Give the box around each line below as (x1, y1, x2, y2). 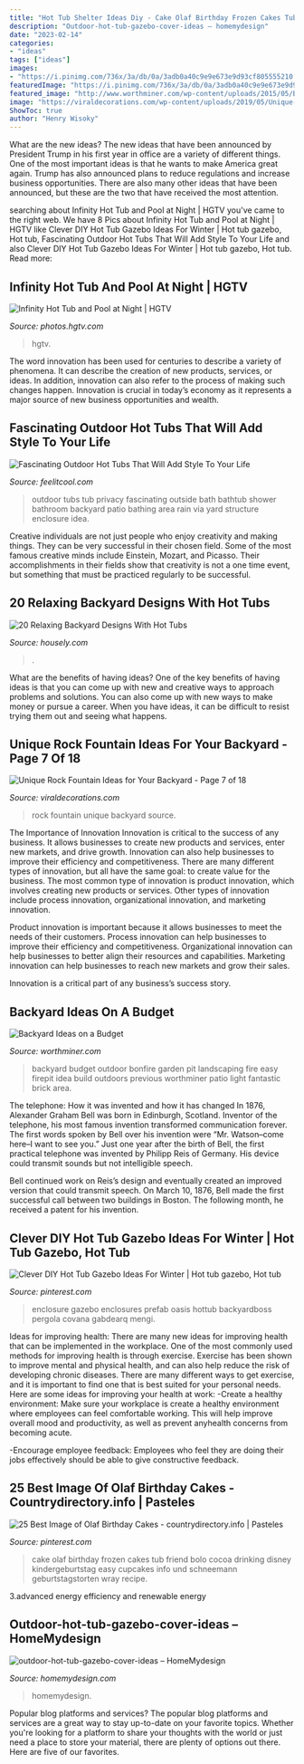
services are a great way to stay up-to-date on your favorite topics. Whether (9, 1717, 294, 1728)
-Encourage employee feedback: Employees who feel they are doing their (9, 1445, 284, 1455)
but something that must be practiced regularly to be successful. (9, 569, 252, 580)
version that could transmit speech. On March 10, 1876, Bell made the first (9, 1185, 284, 1196)
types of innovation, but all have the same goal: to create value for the (9, 866, 271, 877)
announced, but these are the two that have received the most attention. (9, 187, 279, 198)
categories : (9, 38, 54, 48)
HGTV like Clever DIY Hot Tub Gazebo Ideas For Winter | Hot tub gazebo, (9, 224, 282, 235)
